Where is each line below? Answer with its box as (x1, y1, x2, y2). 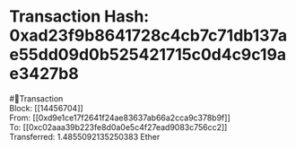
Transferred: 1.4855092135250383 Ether (9, 131, 161, 142)
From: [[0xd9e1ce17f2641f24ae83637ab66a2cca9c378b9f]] (9, 112, 231, 123)
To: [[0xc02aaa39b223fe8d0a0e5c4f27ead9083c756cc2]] (9, 121, 228, 132)
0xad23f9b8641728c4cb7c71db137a (9, 25, 288, 46)
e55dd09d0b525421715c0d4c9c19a (9, 45, 287, 65)
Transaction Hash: (9, 6, 150, 27)
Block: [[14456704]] (9, 102, 83, 113)
